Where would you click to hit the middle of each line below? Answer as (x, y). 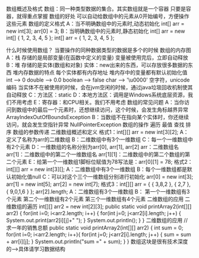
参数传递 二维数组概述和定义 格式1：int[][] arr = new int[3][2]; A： (108, 132)
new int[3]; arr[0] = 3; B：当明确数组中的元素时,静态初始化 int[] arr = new (96, 31)
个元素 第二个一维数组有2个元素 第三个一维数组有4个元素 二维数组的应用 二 (98, 199)
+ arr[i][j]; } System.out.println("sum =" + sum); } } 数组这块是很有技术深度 (97, 241)
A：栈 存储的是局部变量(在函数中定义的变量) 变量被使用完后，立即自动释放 (97, 57)
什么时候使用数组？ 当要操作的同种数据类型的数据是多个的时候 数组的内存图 (99, 50)
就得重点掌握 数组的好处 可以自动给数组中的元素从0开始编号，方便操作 (103, 16)
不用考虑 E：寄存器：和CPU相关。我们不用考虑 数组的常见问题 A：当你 (98, 102)
